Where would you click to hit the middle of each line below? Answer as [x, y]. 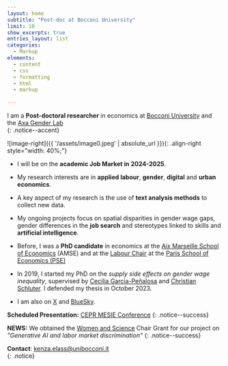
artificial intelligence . [48, 233]
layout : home [26, 13]
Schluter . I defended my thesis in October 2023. [84, 288]
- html [23, 83]
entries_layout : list [38, 39]
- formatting [32, 77]
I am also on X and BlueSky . [56, 301]
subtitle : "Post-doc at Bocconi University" [71, 20]
